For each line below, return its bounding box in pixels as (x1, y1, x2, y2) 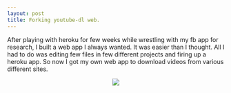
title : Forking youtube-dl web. (7, 17, 100, 23)
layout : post (7, 10, 45, 17)
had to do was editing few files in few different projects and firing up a (7, 50, 207, 59)
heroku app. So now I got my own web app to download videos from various (7, 57, 224, 65)
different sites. (7, 65, 48, 73)
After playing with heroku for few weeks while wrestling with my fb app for (7, 35, 219, 43)
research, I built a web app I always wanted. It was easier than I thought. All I (7, 43, 225, 51)
